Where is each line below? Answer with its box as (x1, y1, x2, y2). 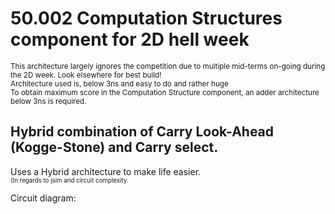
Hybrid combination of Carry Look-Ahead (10, 123, 275, 141)
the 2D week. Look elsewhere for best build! (10, 70, 162, 80)
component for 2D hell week (10, 28, 250, 51)
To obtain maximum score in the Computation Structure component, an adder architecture (10, 87, 320, 97)
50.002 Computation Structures (10, 7, 283, 30)
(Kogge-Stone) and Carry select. (10, 139, 219, 156)
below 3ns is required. (10, 96, 87, 106)
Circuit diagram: (10, 192, 77, 204)
